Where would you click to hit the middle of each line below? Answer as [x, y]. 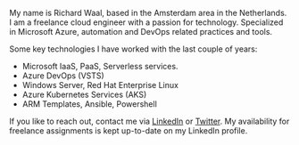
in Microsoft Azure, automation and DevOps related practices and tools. [141, 32]
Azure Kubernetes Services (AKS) [84, 94]
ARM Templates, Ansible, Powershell [90, 104]
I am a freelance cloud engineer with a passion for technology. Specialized [146, 22]
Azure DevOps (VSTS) [63, 76]
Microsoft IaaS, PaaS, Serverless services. [100, 66]
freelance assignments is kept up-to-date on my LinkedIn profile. [129, 131]
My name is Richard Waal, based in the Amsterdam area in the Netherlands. [148, 13]
